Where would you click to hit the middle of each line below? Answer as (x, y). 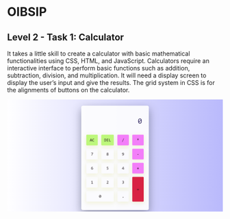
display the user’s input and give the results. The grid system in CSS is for (111, 82)
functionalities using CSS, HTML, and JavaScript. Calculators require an (108, 61)
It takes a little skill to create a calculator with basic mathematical (99, 53)
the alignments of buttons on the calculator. (68, 90)
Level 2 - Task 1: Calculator (66, 37)
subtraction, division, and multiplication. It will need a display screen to (107, 75)
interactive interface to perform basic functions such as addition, (99, 68)
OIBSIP (27, 12)
